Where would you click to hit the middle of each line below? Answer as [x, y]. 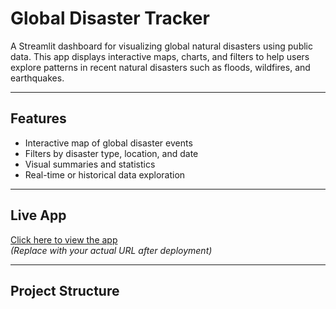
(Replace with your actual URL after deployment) [111, 250]
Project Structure [65, 290]
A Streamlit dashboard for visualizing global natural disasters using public [161, 46]
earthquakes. [37, 78]
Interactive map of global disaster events [108, 143]
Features [38, 118]
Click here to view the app [64, 239]
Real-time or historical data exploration [105, 174]
